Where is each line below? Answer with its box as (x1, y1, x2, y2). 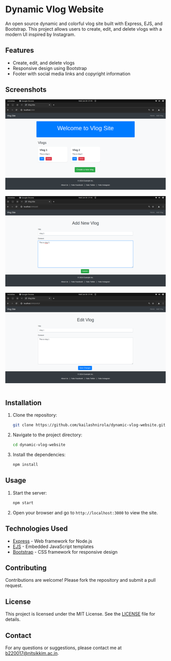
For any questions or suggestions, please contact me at (5, 645, 122, 651)
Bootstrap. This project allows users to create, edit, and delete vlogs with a (5, 26, 162, 32)
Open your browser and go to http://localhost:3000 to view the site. (12, 509, 158, 515)
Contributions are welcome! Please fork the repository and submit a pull (5, 577, 156, 583)
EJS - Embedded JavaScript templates (12, 543, 94, 550)
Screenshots (5, 85, 47, 94)
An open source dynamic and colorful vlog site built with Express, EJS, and (5, 20, 163, 27)
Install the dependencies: (12, 452, 66, 458)
